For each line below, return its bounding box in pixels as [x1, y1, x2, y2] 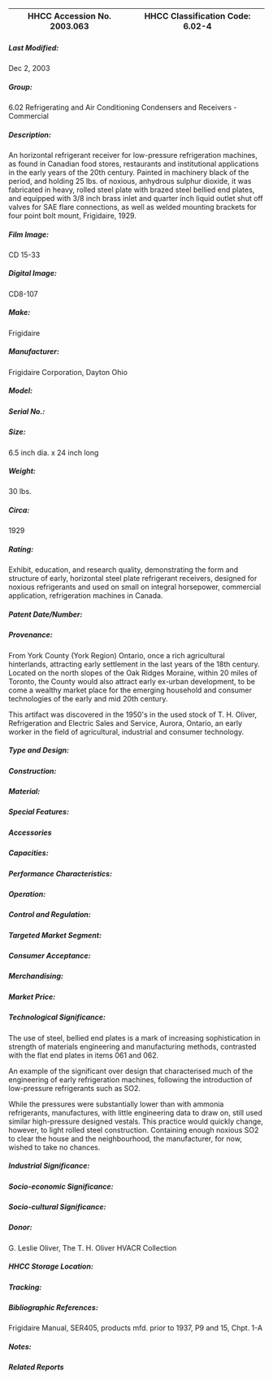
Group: [8, 81, 32, 92]
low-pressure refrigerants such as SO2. [8, 1083, 141, 1093]
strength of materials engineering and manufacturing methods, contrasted [8, 1042, 258, 1051]
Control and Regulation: [8, 910, 91, 919]
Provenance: [8, 630, 53, 640]
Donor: [8, 1222, 32, 1232]
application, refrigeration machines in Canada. [8, 591, 163, 600]
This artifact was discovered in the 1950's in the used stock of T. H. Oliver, [8, 710, 258, 719]
